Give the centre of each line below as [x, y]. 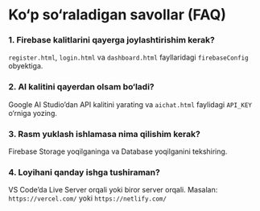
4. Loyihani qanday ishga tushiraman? [85, 172]
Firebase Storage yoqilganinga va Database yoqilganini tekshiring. [118, 151]
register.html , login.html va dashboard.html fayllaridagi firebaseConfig [128, 57]
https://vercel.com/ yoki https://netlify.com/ [88, 198]
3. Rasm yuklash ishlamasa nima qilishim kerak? [105, 134]
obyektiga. [26, 66]
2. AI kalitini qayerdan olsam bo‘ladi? [81, 87]
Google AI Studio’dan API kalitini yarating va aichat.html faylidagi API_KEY [130, 104]
